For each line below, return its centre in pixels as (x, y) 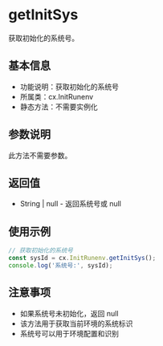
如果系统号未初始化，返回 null (69, 313)
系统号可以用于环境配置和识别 (69, 333)
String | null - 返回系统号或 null (71, 204)
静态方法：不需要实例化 (59, 107)
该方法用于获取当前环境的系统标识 (76, 324)
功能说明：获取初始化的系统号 (69, 87)
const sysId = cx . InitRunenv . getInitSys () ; (82, 258)
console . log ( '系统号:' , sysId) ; (61, 265)
